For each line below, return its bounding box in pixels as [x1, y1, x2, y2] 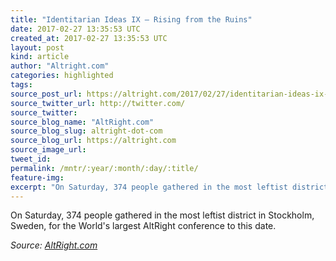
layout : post [10, 42, 65, 53]
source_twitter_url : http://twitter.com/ [10, 98, 186, 108]
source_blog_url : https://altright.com [10, 136, 177, 146]
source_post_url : [10, 89, 83, 99]
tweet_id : [10, 154, 52, 164]
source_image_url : [10, 145, 87, 155]
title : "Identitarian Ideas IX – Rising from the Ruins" [10, 14, 253, 25]
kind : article [10, 52, 70, 62]
